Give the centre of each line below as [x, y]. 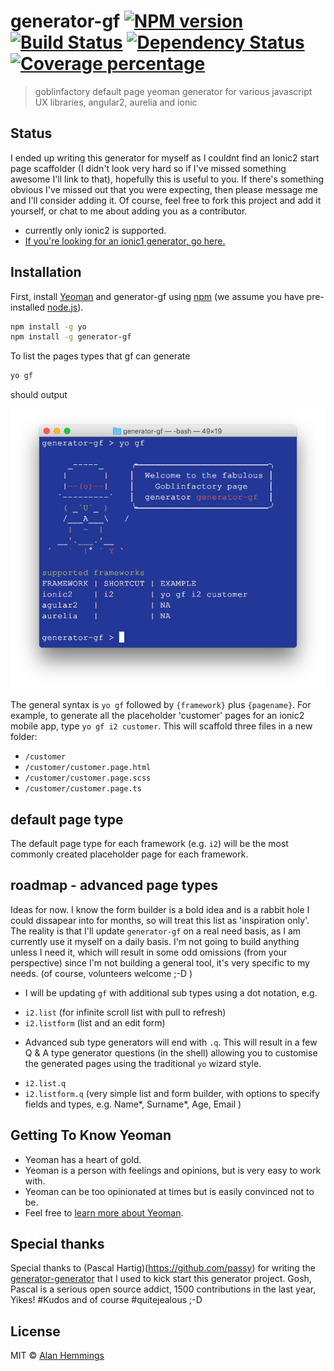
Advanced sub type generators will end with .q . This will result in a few [171, 1042]
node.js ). [65, 307]
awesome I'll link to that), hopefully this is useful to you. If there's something [167, 179]
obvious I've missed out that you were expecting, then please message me [164, 189]
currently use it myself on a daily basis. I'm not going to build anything [155, 941]
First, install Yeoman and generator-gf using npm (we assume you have [157, 296]
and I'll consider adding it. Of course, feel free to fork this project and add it [166, 200]
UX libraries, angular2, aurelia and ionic [116, 102]
